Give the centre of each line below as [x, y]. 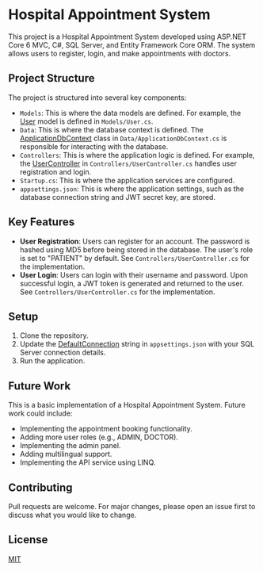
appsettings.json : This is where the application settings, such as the [131, 189]
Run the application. [52, 361]
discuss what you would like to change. [72, 515]
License [28, 540]
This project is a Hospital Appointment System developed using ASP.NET [128, 36]
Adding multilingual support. [66, 454]
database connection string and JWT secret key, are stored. [118, 197]
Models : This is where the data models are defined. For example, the [130, 113]
